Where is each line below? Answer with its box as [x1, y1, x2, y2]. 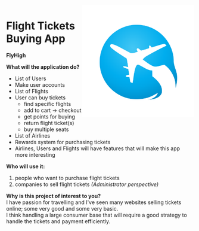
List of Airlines [14, 132, 51, 139]
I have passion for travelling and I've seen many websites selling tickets [6, 199, 182, 206]
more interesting [14, 151, 55, 158]
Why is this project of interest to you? [6, 192, 101, 199]
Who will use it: [6, 163, 45, 170]
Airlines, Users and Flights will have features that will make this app [14, 145, 181, 152]
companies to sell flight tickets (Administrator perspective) [14, 181, 159, 188]
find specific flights [23, 100, 71, 107]
